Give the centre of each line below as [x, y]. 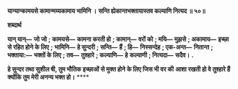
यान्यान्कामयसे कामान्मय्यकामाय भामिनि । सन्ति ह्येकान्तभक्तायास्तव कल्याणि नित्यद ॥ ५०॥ [107, 11]
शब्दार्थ [15, 25]
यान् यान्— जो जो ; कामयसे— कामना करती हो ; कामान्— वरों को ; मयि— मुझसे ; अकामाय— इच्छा [118, 39]
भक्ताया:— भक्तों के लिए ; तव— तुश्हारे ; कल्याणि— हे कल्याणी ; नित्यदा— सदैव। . [101, 55]
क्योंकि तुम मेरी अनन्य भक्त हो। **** [48, 77]
